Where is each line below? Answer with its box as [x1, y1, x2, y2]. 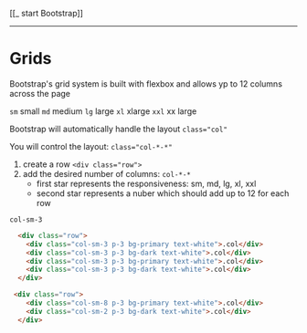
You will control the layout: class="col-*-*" [9, 140, 173, 151]
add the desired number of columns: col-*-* [22, 168, 192, 179]
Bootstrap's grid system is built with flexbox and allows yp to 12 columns [9, 78, 283, 89]
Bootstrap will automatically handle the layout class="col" [9, 123, 228, 134]
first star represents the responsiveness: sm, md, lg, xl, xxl [36, 178, 257, 189]
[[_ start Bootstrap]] [9, 8, 84, 18]
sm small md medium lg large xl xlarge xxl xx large [9, 105, 197, 117]
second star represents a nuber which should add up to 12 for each [36, 187, 290, 199]
